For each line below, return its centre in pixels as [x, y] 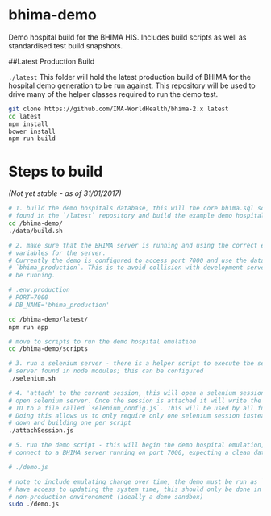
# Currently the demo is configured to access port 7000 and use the [128, 260]
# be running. [32, 276]
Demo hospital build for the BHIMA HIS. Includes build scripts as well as [127, 37]
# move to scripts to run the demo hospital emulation [102, 341]
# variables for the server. [57, 253]
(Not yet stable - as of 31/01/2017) [65, 193]
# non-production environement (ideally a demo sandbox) [106, 497]
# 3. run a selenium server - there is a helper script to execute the [131, 364]
